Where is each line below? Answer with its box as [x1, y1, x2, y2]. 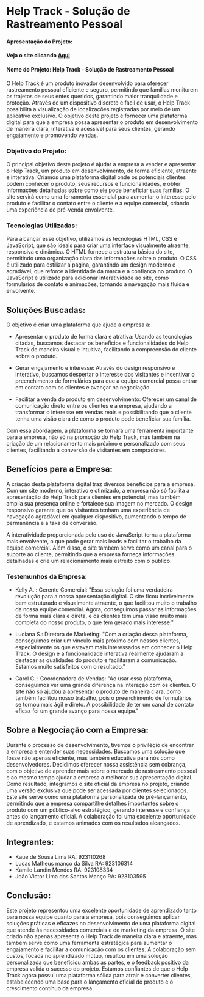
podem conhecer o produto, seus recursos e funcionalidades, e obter [6, 180, 181, 187]
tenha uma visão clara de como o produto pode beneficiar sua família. [15, 414, 191, 422]
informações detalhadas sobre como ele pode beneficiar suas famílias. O [6, 186, 190, 194]
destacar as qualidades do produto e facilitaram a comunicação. [15, 657, 177, 664]
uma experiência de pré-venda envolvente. [6, 206, 114, 213]
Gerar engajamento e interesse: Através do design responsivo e [15, 364, 175, 371]
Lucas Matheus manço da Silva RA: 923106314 [15, 859, 133, 867]
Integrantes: [6, 837, 54, 847]
